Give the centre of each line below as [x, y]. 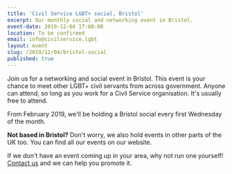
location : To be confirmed [46, 33]
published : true [30, 59]
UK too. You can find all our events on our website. [80, 142]
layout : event [28, 46]
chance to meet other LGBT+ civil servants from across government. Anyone [116, 86]
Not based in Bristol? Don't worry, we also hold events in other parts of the [115, 134]
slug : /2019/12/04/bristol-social [57, 53]
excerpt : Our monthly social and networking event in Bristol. [100, 20]
